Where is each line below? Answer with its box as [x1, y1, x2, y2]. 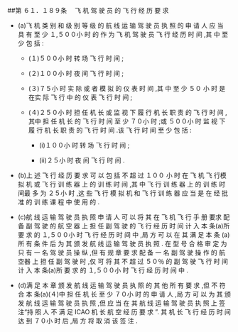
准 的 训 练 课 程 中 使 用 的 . [17, 198, 100, 206]
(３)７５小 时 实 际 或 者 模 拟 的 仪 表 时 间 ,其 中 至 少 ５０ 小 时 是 [28, 84, 226, 92]
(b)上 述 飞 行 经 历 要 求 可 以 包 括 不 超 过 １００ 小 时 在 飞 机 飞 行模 [17, 171, 227, 179]
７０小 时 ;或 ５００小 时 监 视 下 [130, 117, 226, 126]
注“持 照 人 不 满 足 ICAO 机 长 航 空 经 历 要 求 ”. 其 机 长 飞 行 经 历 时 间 [17, 308, 231, 316]
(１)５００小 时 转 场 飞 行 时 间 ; [28, 54, 124, 62]
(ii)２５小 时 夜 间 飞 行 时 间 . [38, 156, 125, 165]
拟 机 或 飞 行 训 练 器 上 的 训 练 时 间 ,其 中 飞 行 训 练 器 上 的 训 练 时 [17, 180, 226, 188]
